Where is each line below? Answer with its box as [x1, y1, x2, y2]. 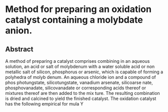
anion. [5, 25, 33, 36]
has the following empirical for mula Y [5, 101, 84, 106]
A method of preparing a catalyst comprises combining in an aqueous [5, 58, 150, 64]
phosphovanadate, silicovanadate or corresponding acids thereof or [5, 85, 146, 91]
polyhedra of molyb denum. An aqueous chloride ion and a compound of [5, 74, 156, 80]
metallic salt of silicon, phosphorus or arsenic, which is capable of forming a [5, 69, 163, 75]
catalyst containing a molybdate [5, 14, 143, 26]
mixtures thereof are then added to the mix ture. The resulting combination [5, 90, 160, 96]
